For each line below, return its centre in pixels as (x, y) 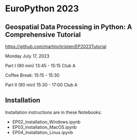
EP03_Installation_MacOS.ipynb (45, 127)
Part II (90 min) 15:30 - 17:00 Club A (41, 85)
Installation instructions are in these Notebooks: (53, 112)
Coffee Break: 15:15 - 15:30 (33, 75)
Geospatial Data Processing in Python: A (68, 27)
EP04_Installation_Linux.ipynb (42, 132)
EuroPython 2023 (42, 9)
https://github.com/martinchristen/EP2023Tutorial (56, 47)
